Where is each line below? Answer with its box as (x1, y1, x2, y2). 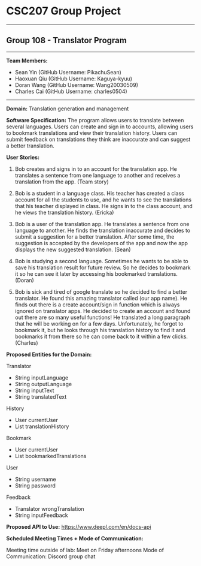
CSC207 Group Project (6, 4, 121, 18)
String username (14, 475, 56, 483)
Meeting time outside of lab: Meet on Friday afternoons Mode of (6, 546, 165, 553)
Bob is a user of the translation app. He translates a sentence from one (14, 220, 190, 227)
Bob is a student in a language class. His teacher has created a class (14, 189, 184, 197)
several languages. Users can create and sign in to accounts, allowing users (6, 123, 194, 130)
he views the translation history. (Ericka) (14, 209, 114, 216)
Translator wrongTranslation (14, 505, 85, 512)
